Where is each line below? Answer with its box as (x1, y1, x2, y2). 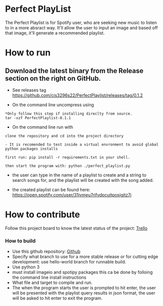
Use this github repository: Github (12, 248, 81, 255)
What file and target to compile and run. (12, 280, 93, 285)
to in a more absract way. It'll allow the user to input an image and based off (5, 24, 158, 30)
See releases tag (12, 87, 47, 93)
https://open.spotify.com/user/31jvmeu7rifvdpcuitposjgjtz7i (12, 192, 132, 197)
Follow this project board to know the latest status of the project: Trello (5, 225, 148, 231)
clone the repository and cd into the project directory (5, 133, 124, 138)
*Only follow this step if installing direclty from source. (5, 111, 133, 116)
